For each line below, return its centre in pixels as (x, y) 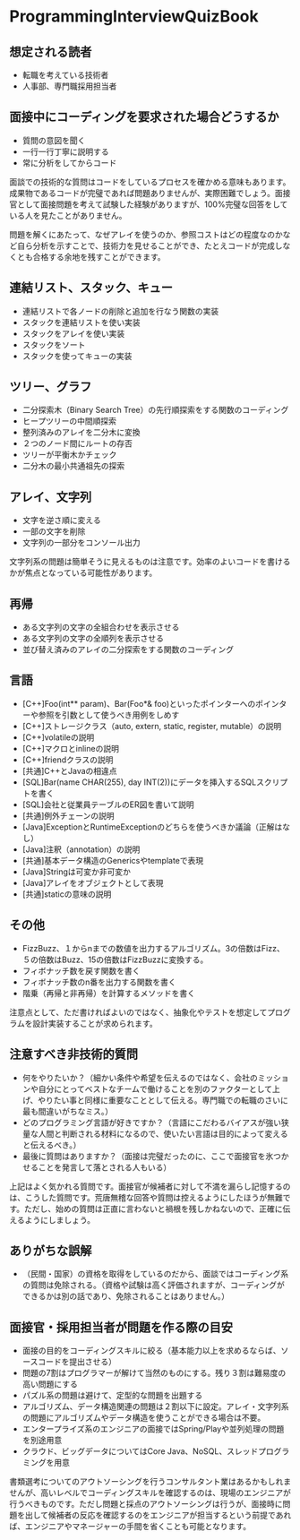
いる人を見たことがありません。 (68, 215)
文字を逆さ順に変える (61, 521)
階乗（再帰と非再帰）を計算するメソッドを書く (108, 993)
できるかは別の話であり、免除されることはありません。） (126, 1296)
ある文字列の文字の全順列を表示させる (93, 639)
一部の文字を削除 (54, 531)
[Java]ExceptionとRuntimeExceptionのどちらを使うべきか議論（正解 (148, 827)
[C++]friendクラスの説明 (68, 760)
